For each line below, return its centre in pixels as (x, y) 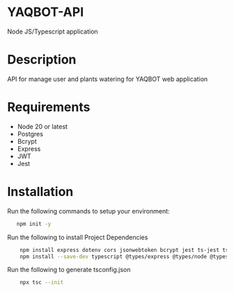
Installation (40, 192)
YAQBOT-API (46, 12)
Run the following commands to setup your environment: (88, 211)
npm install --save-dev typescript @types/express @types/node (114, 256)
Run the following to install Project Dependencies (78, 237)
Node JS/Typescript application (53, 31)
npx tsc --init (42, 283)
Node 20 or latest (42, 126)
